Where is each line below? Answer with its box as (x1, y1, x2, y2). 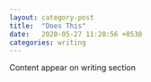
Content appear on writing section (9, 62, 137, 73)
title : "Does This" (9, 21, 87, 30)
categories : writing (9, 37, 87, 47)
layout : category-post (9, 12, 94, 22)
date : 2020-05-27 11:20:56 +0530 (9, 29, 143, 38)
